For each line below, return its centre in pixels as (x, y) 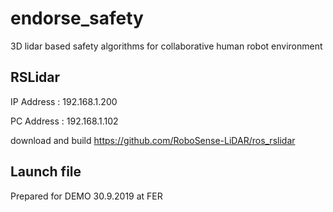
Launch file (46, 172)
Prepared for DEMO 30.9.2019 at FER (86, 196)
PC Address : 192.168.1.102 (64, 121)
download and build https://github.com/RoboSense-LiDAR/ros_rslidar (153, 140)
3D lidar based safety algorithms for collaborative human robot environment (166, 46)
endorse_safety (77, 18)
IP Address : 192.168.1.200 (64, 101)
